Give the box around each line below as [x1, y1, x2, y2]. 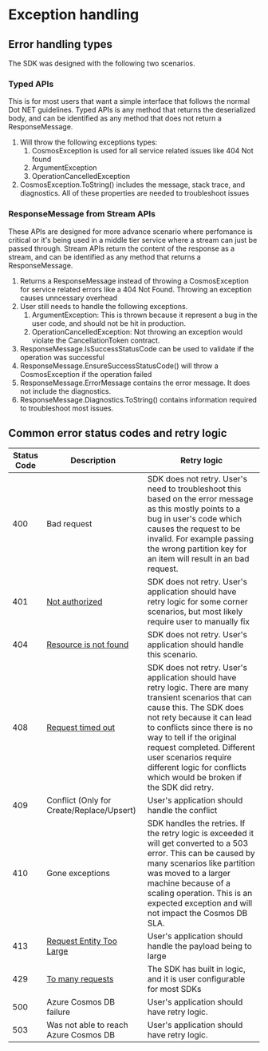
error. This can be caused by [147, 848, 255, 859]
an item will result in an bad [147, 553, 250, 565]
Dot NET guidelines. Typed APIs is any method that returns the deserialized [8, 105, 256, 115]
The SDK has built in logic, [147, 964, 246, 975]
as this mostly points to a [147, 503, 241, 514]
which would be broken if [147, 772, 242, 783]
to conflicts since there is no [147, 722, 254, 733]
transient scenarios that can [147, 692, 253, 704]
